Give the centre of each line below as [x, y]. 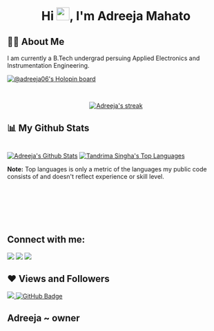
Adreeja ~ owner [44, 318]
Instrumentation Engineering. [48, 65]
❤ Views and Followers [59, 279]
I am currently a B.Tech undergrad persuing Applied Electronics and [104, 58]
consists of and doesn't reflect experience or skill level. [86, 176]
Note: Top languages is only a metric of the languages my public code [107, 169]
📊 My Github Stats [48, 128]
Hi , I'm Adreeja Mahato [116, 16]
